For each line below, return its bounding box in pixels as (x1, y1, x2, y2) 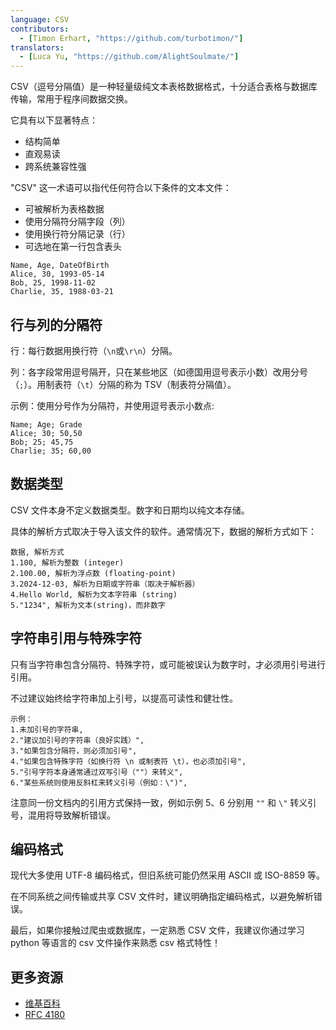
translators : (10, 42, 65, 53)
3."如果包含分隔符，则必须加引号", (10, 746, 138, 756)
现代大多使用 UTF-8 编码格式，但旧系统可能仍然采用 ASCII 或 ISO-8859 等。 (10, 869, 326, 881)
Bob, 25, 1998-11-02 (10, 278, 97, 288)
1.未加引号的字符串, (10, 724, 84, 735)
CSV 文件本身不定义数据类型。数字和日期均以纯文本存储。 (10, 504, 250, 516)
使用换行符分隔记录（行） (24, 228, 131, 240)
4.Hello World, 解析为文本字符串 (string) (10, 589, 178, 600)
